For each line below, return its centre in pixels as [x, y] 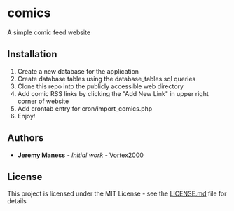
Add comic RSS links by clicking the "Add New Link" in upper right [113, 93]
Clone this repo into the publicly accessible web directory [101, 86]
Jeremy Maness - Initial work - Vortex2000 [80, 155]
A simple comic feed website [49, 32]
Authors [26, 138]
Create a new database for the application [78, 71]
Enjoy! [26, 116]
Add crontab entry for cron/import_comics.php [85, 108]
